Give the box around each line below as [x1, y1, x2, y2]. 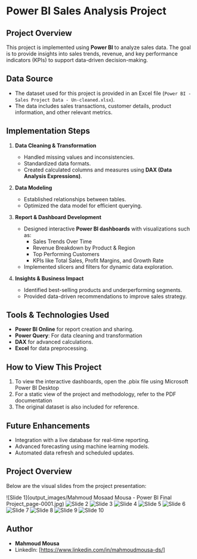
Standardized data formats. [23, 159, 91, 167]
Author [6, 524, 33, 534]
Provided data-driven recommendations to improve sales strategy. [23, 293, 187, 300]
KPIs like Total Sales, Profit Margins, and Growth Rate [32, 257, 164, 264]
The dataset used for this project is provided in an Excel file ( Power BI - [14, 90, 192, 97]
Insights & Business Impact [14, 275, 84, 282]
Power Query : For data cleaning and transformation [14, 332, 143, 339]
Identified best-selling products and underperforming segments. [23, 286, 183, 293]
